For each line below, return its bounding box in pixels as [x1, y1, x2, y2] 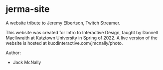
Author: [5, 50, 21, 56]
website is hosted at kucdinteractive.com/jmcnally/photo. [5, 40, 123, 46]
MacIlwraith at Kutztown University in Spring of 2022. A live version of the [5, 35, 158, 41]
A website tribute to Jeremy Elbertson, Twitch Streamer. [5, 20, 121, 26]
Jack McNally [12, 59, 41, 65]
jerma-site [5, 3, 50, 15]
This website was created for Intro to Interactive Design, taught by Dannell [5, 29, 159, 35]
